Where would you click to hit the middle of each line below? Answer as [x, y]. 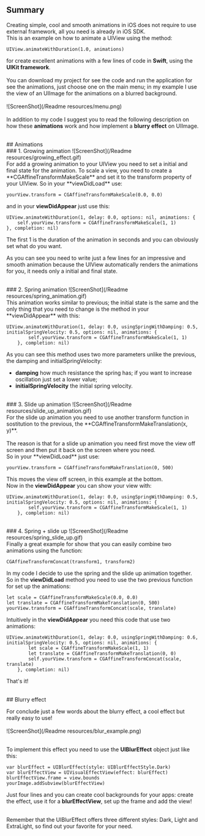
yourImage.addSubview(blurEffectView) [56, 783]
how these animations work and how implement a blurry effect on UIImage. [102, 126]
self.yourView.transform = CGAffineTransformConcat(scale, [105, 659]
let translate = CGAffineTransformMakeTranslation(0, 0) [102, 654]
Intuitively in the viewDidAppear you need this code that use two [88, 619]
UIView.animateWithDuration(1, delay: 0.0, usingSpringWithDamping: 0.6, [102, 637]
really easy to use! [29, 717]
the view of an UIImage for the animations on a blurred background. [92, 93]
